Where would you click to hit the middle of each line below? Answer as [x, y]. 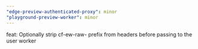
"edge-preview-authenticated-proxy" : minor [62, 12]
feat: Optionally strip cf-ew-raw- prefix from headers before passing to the [99, 34]
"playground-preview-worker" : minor [52, 17]
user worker [21, 41]
